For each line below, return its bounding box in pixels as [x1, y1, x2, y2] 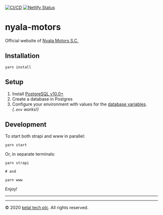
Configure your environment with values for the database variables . [12, 101, 147, 107]
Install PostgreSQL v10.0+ [12, 90, 64, 97]
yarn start [5, 143, 27, 148]
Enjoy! [5, 186, 18, 192]
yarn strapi [5, 161, 29, 165]
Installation [5, 52, 40, 60]
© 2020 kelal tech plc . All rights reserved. [5, 205, 89, 211]
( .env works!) [12, 106, 39, 112]
